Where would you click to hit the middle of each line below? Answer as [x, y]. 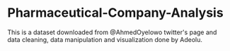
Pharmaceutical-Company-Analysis [116, 13]
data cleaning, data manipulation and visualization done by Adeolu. [105, 39]
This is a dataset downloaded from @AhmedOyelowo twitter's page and [112, 32]
